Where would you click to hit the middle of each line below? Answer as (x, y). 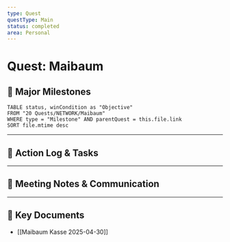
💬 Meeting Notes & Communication (83, 184)
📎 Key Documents (46, 216)
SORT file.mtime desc (38, 125)
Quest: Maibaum (55, 66)
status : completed (33, 26)
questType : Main (30, 20)
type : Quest (24, 13)
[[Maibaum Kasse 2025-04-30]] (62, 232)
